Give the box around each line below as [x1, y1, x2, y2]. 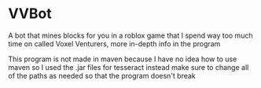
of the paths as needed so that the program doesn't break [8, 71, 197, 80]
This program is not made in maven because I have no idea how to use [8, 54, 237, 64]
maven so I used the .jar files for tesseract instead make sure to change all [8, 62, 249, 71]
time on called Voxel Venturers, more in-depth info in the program [8, 38, 221, 48]
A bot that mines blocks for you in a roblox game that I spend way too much [8, 31, 253, 40]
